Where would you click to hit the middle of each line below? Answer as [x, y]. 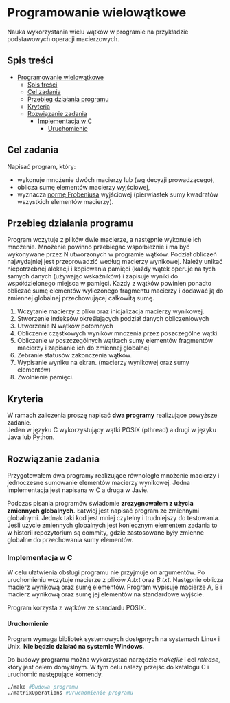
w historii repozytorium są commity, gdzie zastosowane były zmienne [106, 533]
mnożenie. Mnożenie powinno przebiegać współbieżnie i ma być [99, 247]
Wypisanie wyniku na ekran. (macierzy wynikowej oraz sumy [103, 363]
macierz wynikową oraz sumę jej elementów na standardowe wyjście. [106, 594]
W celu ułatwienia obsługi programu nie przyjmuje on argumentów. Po [106, 572]
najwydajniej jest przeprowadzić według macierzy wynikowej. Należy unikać [115, 262]
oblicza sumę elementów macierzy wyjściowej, [83, 187]
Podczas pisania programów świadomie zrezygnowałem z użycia [100, 503]
